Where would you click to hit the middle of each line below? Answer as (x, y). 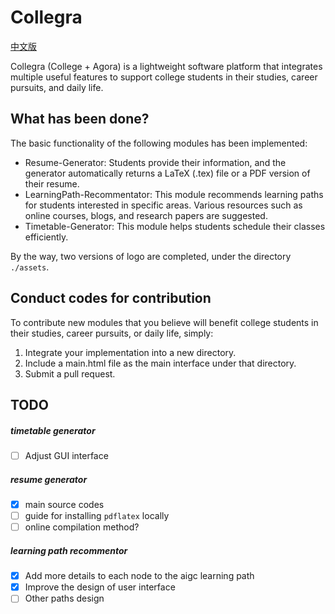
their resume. (52, 183)
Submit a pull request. (70, 373)
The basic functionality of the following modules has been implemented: (159, 143)
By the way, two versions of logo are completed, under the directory (151, 256)
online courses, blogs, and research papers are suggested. (146, 215)
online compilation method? (82, 527)
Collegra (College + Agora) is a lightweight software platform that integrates (166, 66)
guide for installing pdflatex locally (97, 516)
